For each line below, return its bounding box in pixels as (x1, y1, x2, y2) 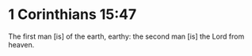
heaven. (8, 39, 35, 49)
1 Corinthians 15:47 (8, 6, 137, 24)
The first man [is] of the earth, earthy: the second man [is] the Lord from (8, 32, 245, 41)
